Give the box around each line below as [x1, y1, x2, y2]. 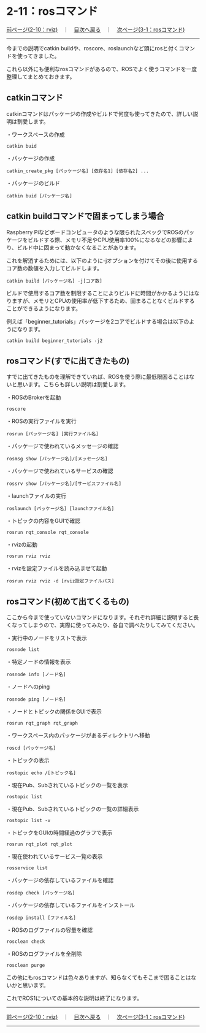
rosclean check [6, 939, 45, 945]
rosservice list [6, 865, 48, 871]
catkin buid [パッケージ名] [6, 192, 72, 199]
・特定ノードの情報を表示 [6, 658, 71, 666]
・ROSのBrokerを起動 [6, 394, 61, 401]
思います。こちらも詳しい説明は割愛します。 [17, 381, 129, 388]
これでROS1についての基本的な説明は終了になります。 [6, 994, 143, 1002]
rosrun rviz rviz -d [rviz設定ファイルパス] [6, 578, 115, 584]
